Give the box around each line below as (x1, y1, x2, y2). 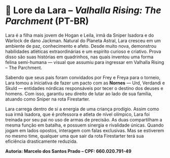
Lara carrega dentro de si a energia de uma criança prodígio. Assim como (5, 106, 159, 112)
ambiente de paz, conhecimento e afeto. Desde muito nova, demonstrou (5, 43, 157, 49)
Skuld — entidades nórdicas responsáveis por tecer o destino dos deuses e (5, 85, 163, 91)
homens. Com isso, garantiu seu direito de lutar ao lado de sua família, (5, 90, 152, 97)
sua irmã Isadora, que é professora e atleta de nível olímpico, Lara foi (5, 111, 150, 117)
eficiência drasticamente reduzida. (5, 138, 78, 144)
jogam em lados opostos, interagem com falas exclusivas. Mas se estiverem (5, 127, 164, 134)
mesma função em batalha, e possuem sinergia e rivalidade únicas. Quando (5, 122, 164, 128)
